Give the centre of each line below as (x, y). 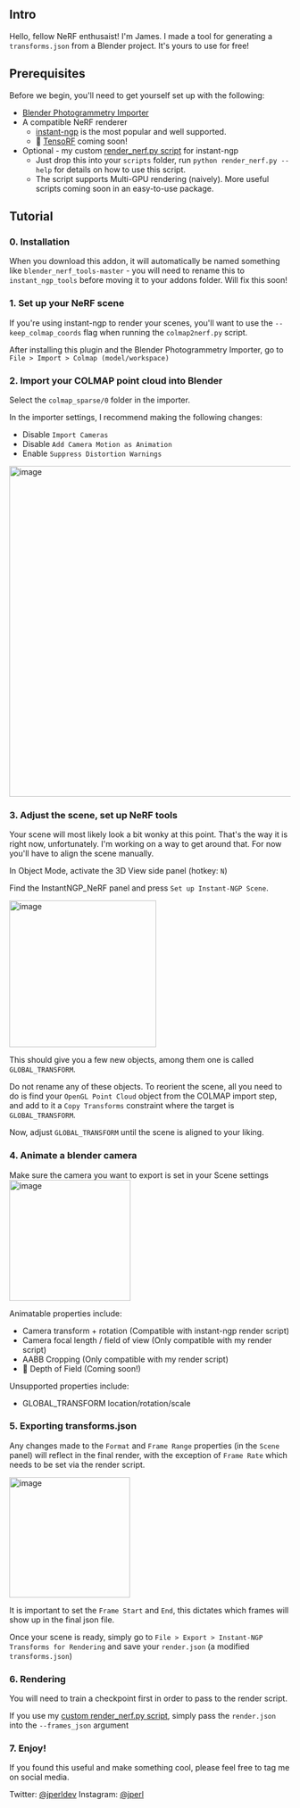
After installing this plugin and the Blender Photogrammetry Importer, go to (146, 349)
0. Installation (39, 242)
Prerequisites (47, 74)
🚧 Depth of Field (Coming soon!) (81, 1368)
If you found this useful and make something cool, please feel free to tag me (150, 1768)
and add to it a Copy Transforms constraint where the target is (122, 1106)
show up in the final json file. (62, 1620)
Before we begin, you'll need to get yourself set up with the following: (137, 95)
